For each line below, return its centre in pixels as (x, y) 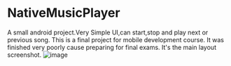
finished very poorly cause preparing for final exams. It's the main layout (112, 47)
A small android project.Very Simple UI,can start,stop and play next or (108, 32)
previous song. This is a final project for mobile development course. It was (115, 39)
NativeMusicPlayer (64, 13)
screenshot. (24, 55)
